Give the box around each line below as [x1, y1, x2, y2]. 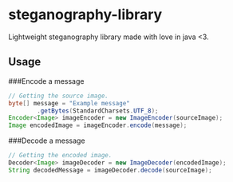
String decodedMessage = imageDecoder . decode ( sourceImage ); [8, 166, 213, 174]
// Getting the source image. [8, 92, 109, 100]
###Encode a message [8, 76, 85, 85]
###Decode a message [8, 136, 85, 145]
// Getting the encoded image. [8, 152, 113, 160]
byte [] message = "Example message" [8, 99, 130, 107]
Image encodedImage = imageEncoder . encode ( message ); [8, 121, 188, 129]
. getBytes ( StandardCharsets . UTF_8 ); [37, 106, 159, 115]
